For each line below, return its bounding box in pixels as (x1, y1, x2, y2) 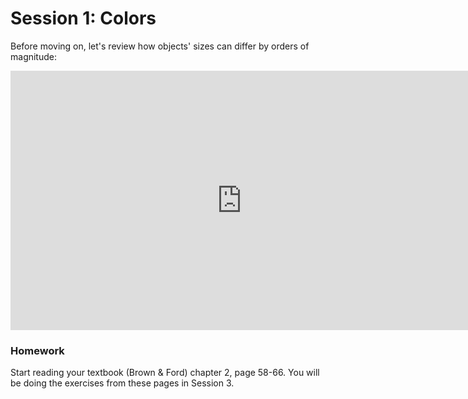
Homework (10, 343, 65, 357)
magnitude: (10, 50, 57, 62)
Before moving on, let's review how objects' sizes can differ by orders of (10, 40, 310, 52)
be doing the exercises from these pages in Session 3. (10, 377, 235, 389)
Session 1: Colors (10, 7, 157, 30)
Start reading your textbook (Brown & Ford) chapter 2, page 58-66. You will (10, 367, 320, 379)
